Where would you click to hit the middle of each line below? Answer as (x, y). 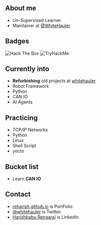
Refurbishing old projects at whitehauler (54, 81)
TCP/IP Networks (30, 130)
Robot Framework (31, 86)
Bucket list (22, 167)
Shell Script (24, 146)
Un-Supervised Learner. (37, 20)
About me (21, 8)
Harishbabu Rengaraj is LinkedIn (46, 217)
